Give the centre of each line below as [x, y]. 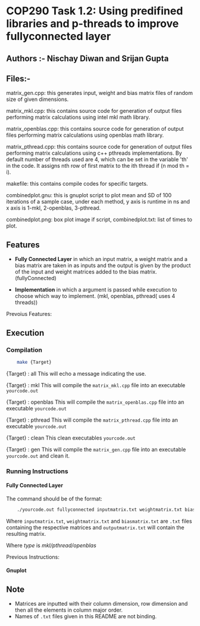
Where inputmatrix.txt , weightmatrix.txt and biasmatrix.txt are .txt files [99, 521]
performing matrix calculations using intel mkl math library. [78, 117]
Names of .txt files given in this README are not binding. [86, 616]
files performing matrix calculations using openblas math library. [85, 135]
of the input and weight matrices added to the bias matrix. [86, 272]
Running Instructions [37, 471]
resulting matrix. [26, 533]
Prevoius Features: [29, 314]
